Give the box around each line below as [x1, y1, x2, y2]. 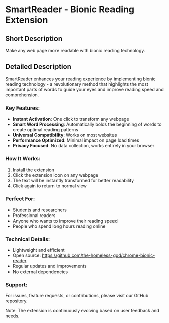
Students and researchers [12, 207, 67, 213]
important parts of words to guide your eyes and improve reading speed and [5, 86, 164, 92]
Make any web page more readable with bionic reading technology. [5, 48, 145, 53]
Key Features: [5, 104, 40, 112]
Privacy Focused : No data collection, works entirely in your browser [12, 143, 155, 149]
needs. [5, 313, 20, 319]
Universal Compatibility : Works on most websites [12, 132, 117, 138]
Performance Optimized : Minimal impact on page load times [12, 137, 140, 143]
